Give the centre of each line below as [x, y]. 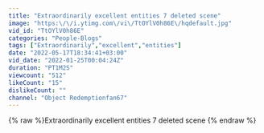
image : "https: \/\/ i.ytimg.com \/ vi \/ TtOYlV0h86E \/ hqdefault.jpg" [120, 23]
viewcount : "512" [37, 75]
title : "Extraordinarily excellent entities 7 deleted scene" [115, 16]
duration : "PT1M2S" [41, 68]
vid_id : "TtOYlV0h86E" [46, 30]
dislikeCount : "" [37, 90]
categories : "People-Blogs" [56, 38]
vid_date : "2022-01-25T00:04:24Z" [66, 61]
